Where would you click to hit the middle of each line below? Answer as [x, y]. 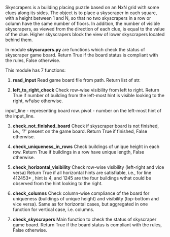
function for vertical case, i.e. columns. [54, 210]
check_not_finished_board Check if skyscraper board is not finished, [86, 126]
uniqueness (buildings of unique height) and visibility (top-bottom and [86, 199]
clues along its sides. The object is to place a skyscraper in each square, [81, 13]
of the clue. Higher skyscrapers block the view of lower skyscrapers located [85, 34]
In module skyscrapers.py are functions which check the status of [75, 50]
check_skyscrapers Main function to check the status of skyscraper [84, 219]
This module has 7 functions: [36, 70]
